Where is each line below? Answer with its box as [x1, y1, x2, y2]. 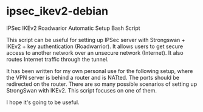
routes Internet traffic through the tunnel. [6, 55, 109, 63]
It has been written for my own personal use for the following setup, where [6, 67, 193, 74]
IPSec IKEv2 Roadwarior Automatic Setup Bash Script [6, 24, 141, 32]
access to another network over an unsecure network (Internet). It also [6, 49, 184, 56]
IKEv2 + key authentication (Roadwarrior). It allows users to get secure [6, 43, 184, 50]
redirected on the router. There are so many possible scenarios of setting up [6, 80, 198, 88]
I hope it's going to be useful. [6, 99, 80, 106]
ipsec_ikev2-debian [6, 4, 108, 18]
